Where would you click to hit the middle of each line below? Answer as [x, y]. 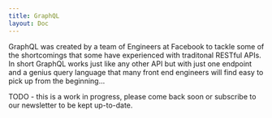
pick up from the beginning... [57, 81]
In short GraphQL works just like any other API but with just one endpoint [130, 63]
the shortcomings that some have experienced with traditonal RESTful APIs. [135, 55]
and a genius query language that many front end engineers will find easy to [136, 72]
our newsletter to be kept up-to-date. [71, 105]
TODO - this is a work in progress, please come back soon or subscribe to [132, 96]
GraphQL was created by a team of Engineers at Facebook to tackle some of [136, 46]
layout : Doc [28, 23]
